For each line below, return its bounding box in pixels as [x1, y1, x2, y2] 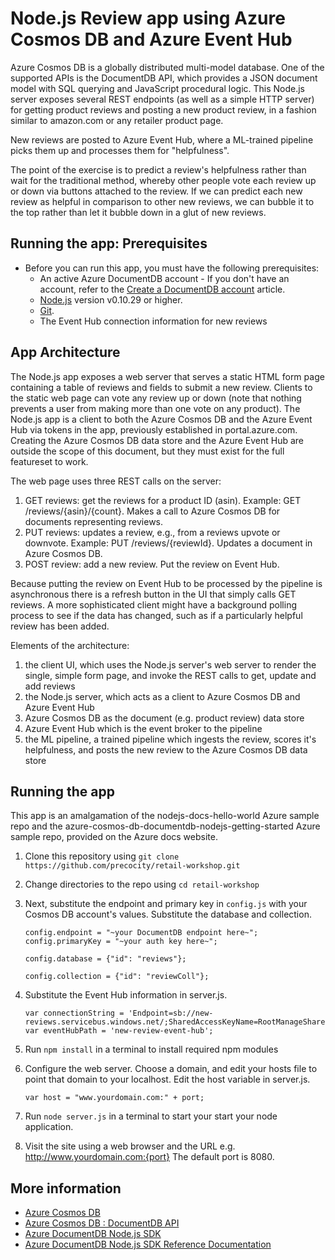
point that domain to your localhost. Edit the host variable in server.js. [24, 1073, 311, 1086]
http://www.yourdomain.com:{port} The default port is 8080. [24, 1151, 275, 1163]
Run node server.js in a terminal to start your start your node [24, 1110, 278, 1122]
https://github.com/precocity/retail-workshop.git [24, 861, 241, 871]
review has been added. [10, 620, 110, 632]
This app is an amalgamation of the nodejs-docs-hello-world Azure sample [10, 810, 320, 822]
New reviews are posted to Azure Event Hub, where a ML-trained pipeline [10, 133, 314, 146]
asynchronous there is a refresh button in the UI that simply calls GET [10, 588, 297, 600]
